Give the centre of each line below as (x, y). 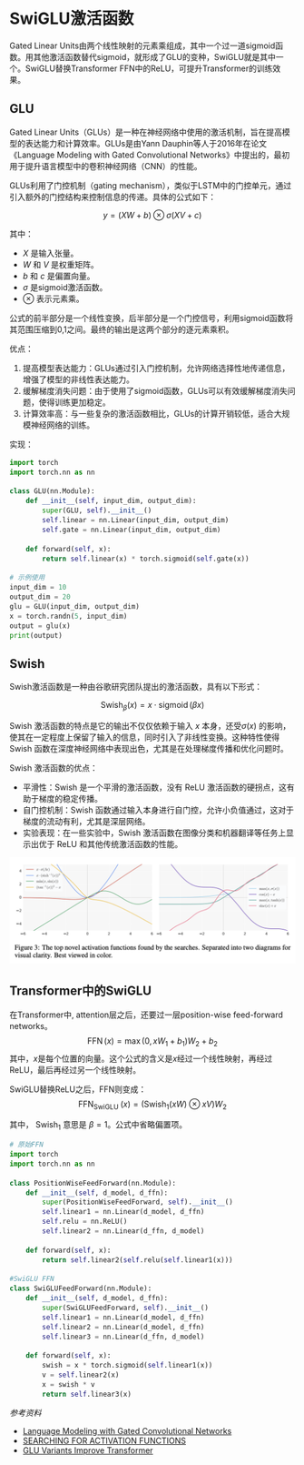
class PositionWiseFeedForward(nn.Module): (93, 1183)
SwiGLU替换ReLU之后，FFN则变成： (78, 1089)
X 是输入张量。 (50, 253)
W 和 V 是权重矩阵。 (61, 264)
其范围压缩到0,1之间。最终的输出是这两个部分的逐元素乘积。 (122, 329)
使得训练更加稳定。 (74, 402)
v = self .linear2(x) (81, 1375)
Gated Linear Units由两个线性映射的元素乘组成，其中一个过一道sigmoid (142, 45)
